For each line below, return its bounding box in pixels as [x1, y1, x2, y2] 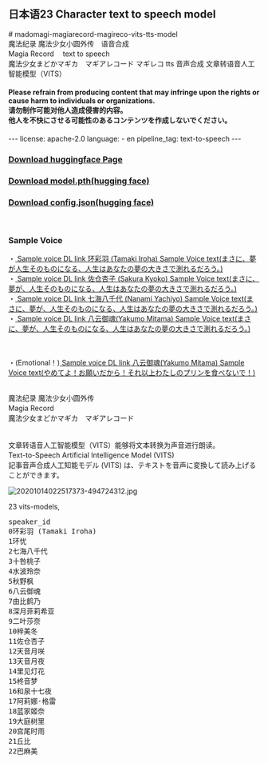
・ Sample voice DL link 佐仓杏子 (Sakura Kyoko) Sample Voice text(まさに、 [8, 274, 260, 284]
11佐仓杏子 [8, 637, 45, 646]
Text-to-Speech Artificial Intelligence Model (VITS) [8, 450, 175, 460]
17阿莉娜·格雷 [8, 697, 57, 706]
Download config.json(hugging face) [8, 197, 154, 208]
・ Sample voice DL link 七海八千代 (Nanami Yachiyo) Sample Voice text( [8, 294, 247, 304]
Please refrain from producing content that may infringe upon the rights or [8, 87, 260, 98]
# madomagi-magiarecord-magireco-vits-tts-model [8, 29, 178, 38]
